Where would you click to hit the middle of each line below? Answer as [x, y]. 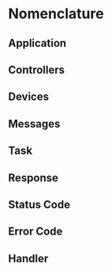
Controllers [37, 69]
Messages [34, 124]
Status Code [39, 204]
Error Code [35, 232]
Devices [29, 97]
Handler [28, 258]
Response [34, 178]
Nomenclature [56, 14]
